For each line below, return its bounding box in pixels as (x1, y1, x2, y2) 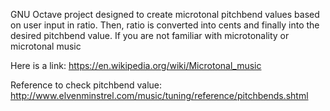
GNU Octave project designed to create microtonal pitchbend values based (10, 9, 320, 20)
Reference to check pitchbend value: (10, 79, 163, 91)
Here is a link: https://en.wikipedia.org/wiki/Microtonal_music (10, 60, 262, 71)
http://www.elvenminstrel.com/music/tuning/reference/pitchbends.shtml (10, 90, 309, 101)
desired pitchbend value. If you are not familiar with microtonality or (10, 30, 290, 41)
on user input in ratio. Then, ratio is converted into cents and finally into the (10, 19, 320, 31)
